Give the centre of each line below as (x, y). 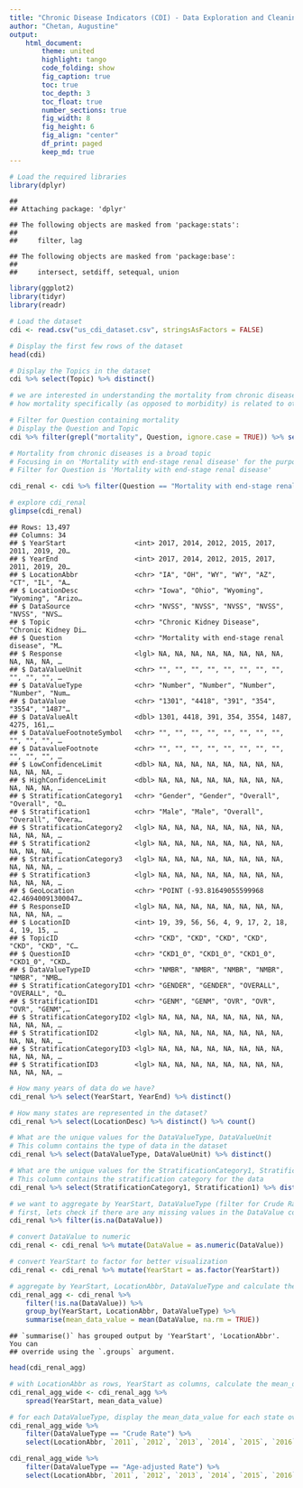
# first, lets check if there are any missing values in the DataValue (147, 1212)
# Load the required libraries (68, 177)
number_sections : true (84, 110)
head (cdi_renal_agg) (48, 1368)
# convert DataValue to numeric (70, 1237)
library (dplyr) (38, 185)
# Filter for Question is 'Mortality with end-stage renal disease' (141, 470)
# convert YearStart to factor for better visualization (119, 1261)
